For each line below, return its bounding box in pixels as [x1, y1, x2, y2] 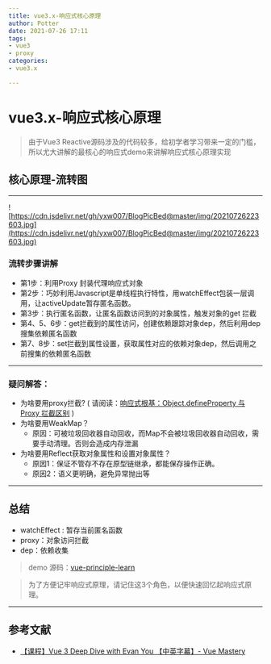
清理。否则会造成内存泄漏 [53, 439, 139, 449]
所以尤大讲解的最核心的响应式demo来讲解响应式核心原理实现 [27, 147, 231, 157]
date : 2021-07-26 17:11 [8, 27, 89, 35]
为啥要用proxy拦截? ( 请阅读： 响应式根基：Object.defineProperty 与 [19, 399, 246, 408]
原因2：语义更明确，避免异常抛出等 [31, 469, 151, 478]
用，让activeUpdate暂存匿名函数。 [19, 298, 135, 307]
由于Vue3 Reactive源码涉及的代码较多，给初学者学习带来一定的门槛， [27, 136, 261, 146]
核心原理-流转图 [8, 173, 88, 186]
